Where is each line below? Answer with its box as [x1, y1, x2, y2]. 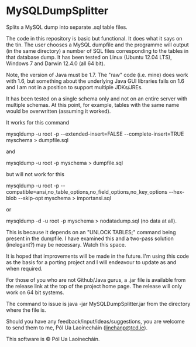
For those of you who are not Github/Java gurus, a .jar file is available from [6, 276, 186, 283]
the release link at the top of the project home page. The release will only [6, 282, 183, 289]
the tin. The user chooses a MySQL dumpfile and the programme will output [6, 41, 189, 48]
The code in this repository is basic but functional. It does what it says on [6, 35, 183, 42]
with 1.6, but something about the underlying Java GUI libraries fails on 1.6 [6, 78, 184, 85]
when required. [6, 265, 43, 272]
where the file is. [6, 306, 46, 314]
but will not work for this [6, 170, 64, 177]
